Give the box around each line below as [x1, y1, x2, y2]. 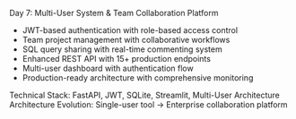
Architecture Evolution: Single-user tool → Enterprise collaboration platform [9, 99, 289, 110]
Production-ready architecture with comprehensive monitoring [22, 72, 254, 83]
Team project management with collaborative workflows [22, 35, 231, 45]
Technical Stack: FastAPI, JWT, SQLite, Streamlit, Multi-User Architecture [9, 89, 280, 100]
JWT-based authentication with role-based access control [22, 25, 239, 35]
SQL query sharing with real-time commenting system [22, 44, 222, 55]
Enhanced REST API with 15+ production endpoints [22, 54, 211, 64]
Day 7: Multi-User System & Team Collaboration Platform [9, 8, 219, 18]
